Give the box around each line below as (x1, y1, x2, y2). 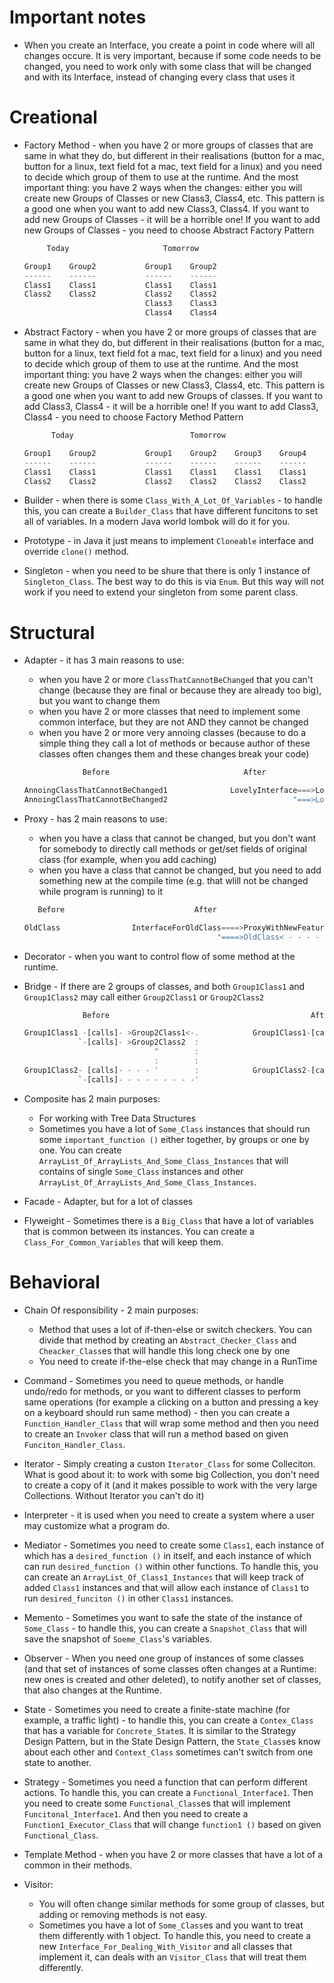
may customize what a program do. (23, 1519, 171, 1531)
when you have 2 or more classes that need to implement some (38, 706, 301, 718)
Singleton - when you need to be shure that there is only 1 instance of (23, 565, 311, 577)
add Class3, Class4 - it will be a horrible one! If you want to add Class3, (23, 401, 319, 412)
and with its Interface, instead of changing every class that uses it (23, 71, 296, 83)
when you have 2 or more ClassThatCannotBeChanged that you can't (38, 674, 314, 686)
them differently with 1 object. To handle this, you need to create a (38, 1929, 312, 1941)
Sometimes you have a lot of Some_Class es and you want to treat (38, 1919, 304, 1931)
